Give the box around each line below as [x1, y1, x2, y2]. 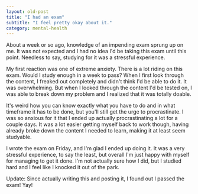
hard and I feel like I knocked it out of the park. [6, 164, 120, 171]
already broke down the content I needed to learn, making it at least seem [6, 127, 186, 134]
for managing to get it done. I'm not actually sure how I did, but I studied [6, 157, 182, 164]
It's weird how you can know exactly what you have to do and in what [6, 102, 176, 109]
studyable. [6, 134, 32, 141]
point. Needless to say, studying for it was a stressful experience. [6, 54, 165, 61]
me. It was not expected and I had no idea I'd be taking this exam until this [6, 48, 187, 55]
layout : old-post [6, 8, 49, 15]
